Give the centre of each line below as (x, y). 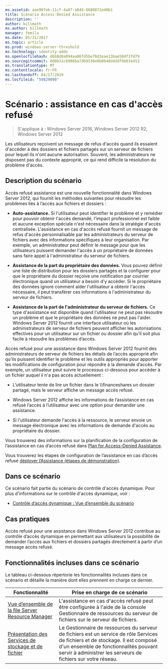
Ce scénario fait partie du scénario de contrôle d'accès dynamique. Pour (80, 488)
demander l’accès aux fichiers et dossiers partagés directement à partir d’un (84, 542)
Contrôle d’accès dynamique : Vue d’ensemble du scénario (73, 503)
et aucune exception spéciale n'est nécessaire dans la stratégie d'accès (86, 223)
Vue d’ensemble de (30, 604)
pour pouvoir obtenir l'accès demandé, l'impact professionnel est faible (86, 218)
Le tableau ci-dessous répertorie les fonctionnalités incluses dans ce (76, 574)
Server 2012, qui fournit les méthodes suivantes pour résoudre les (73, 198)
